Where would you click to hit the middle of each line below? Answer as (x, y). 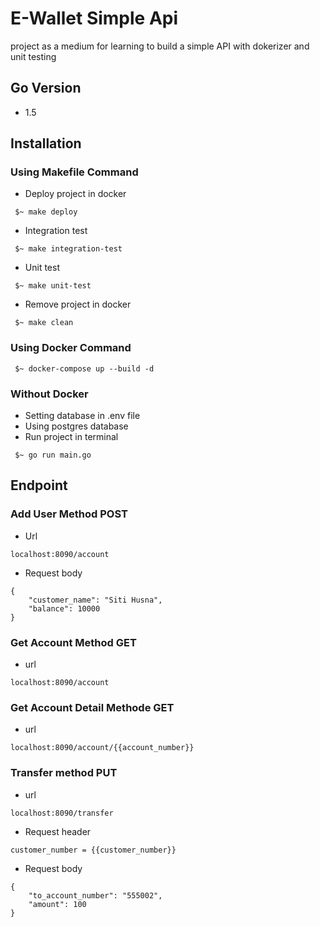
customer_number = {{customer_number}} (93, 850)
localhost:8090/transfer (62, 813)
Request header (58, 831)
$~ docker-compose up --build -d (84, 368)
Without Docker (49, 394)
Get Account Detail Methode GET (92, 707)
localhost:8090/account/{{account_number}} (102, 748)
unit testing (33, 56)
